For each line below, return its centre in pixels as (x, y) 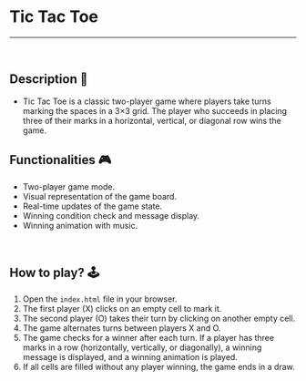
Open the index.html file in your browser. (100, 299)
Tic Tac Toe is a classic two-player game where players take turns (147, 101)
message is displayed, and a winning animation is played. (130, 357)
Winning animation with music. (80, 225)
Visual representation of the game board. (100, 196)
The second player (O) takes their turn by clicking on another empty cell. (159, 319)
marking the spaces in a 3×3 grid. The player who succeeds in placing (155, 110)
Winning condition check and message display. (111, 215)
